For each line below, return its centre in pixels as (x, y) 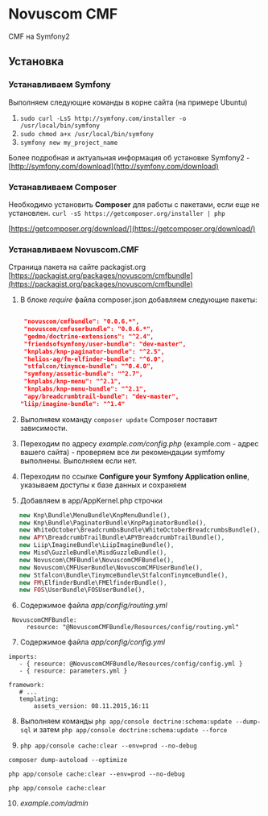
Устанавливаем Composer (62, 187)
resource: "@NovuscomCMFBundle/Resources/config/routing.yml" (133, 628)
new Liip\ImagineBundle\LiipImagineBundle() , (97, 545)
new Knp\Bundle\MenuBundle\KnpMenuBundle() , (95, 515)
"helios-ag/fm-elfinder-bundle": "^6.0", (94, 359)
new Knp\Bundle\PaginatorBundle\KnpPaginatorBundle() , (113, 523)
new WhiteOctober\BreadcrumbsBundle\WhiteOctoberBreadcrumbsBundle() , (140, 530)
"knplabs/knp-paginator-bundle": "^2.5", (94, 351)
